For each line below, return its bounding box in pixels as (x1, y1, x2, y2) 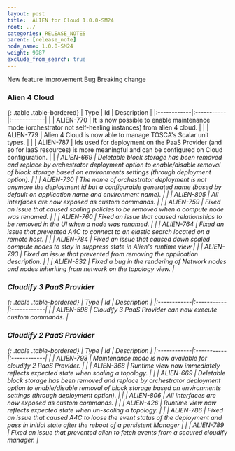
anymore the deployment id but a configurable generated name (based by (7, 183, 222, 191)
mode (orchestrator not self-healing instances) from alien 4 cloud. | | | (7, 123, 209, 132)
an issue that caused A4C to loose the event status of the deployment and (7, 413, 222, 422)
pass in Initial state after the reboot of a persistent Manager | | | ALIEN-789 (7, 421, 225, 429)
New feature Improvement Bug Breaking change (7, 75, 146, 83)
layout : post (7, 10, 45, 18)
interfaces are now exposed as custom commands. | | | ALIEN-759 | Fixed (7, 197, 221, 207)
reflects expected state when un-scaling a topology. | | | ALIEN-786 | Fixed (7, 405, 224, 414)
